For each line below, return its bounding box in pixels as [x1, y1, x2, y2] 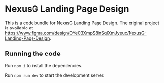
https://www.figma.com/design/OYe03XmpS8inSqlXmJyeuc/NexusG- [5, 30, 147, 36]
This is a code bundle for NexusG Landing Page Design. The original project [5, 20, 159, 26]
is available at [5, 25, 33, 30]
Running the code [5, 50, 61, 58]
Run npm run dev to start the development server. [5, 72, 105, 78]
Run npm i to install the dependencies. [5, 62, 83, 68]
